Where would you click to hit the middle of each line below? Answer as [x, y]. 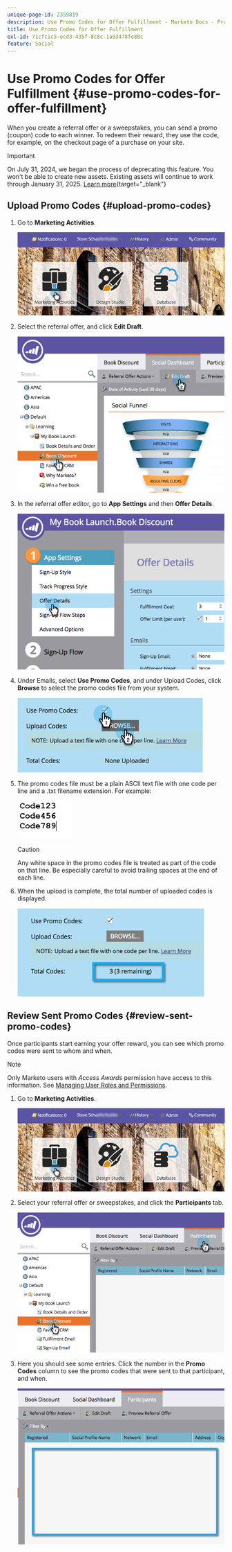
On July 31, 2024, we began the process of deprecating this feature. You [110, 169]
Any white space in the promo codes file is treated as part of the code [116, 862]
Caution [28, 849]
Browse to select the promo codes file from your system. [98, 688]
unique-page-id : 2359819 [43, 15]
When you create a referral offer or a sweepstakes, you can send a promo [112, 128]
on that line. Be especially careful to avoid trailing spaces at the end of [117, 870]
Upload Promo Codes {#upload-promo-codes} [109, 206]
